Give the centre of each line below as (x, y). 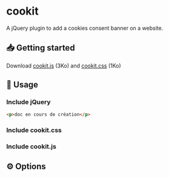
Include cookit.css (34, 130)
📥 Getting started (41, 48)
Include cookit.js (31, 147)
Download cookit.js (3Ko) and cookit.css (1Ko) (64, 66)
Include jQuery (28, 102)
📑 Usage (22, 85)
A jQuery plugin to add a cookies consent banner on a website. (85, 28)
